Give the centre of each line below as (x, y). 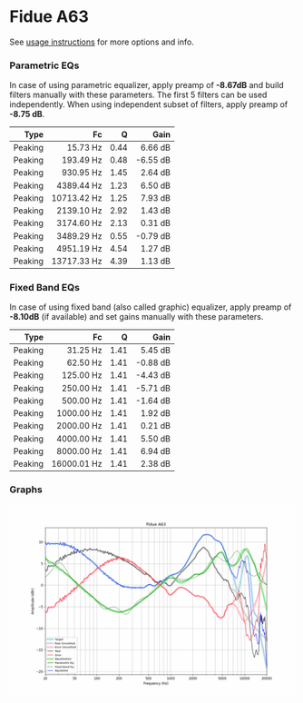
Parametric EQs (44, 65)
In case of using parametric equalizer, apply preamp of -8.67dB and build (147, 85)
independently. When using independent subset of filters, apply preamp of (149, 104)
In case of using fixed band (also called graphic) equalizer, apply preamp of (151, 307)
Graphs (26, 490)
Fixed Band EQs (44, 287)
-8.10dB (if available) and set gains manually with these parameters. (137, 317)
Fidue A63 (49, 17)
